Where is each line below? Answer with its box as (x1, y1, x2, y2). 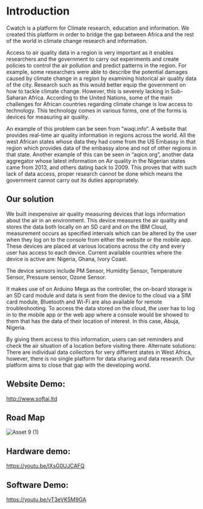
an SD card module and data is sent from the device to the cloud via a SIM (6, 291, 192, 299)
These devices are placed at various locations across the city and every (6, 242, 185, 250)
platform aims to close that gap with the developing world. (6, 361, 151, 368)
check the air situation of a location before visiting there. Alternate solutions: (6, 342, 196, 349)
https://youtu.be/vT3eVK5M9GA (6, 496, 86, 503)
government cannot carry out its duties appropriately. (6, 176, 140, 184)
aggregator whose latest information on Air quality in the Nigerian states (6, 157, 186, 164)
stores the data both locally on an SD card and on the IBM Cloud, (6, 223, 168, 230)
